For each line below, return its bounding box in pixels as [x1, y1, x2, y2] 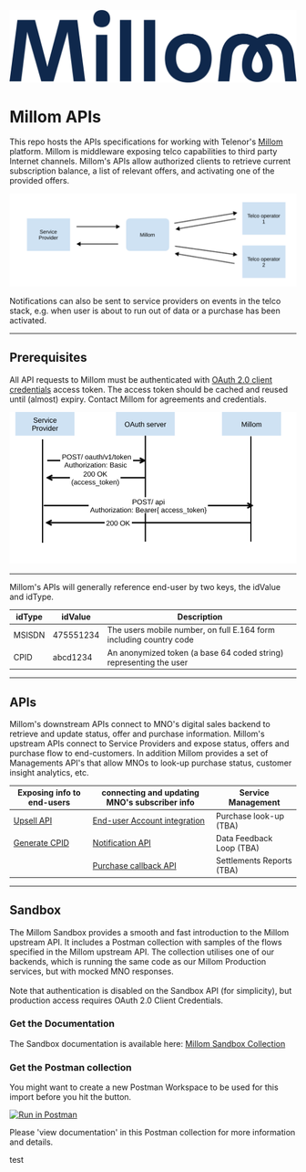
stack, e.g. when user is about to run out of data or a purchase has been [9, 305, 280, 316]
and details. [9, 1136, 54, 1147]
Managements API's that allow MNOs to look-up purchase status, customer [9, 757, 292, 768]
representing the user [107, 657, 189, 668]
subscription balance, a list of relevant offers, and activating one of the [9, 165, 275, 176]
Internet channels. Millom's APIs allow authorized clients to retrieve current [9, 156, 291, 167]
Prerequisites [9, 350, 87, 365]
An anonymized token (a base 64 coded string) [107, 647, 284, 658]
